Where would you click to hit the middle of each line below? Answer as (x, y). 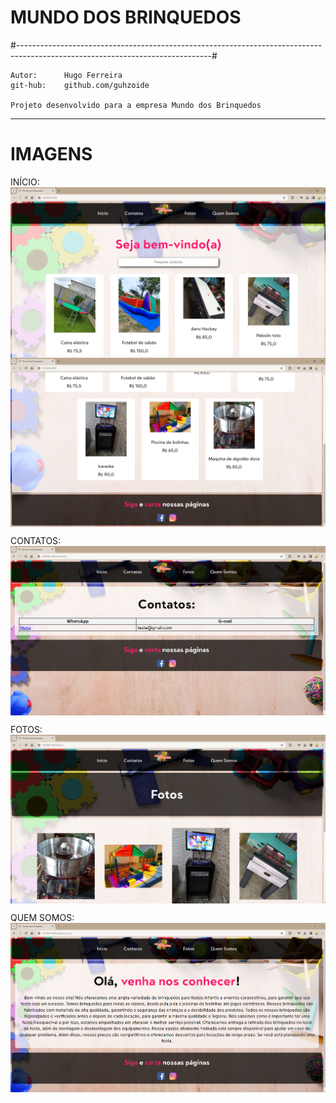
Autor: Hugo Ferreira (66, 75)
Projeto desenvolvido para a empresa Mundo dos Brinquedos (136, 105)
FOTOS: (26, 729)
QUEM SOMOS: (42, 918)
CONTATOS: (36, 541)
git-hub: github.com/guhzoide (80, 85)
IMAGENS (51, 154)
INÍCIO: (25, 182)
